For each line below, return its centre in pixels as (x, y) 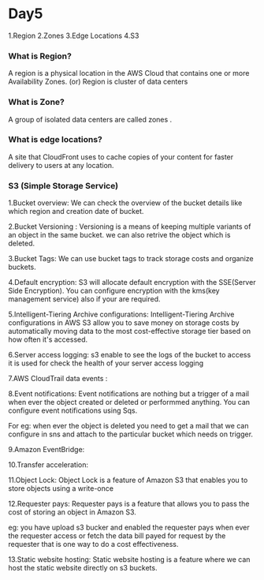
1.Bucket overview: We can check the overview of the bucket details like (125, 203)
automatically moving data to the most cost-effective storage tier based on (129, 331)
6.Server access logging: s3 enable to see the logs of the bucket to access (130, 355)
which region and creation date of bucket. (76, 211)
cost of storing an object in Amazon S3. (72, 512)
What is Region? (40, 56)
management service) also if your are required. (84, 299)
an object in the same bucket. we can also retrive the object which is (119, 235)
